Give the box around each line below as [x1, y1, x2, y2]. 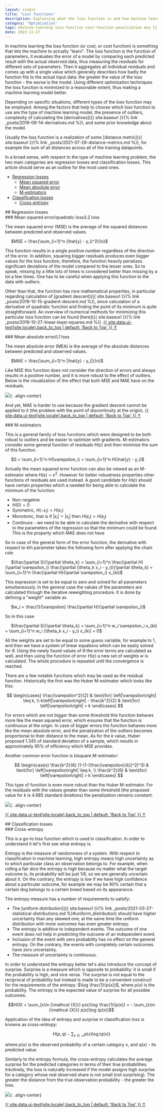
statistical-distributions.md [12, 911, 66, 916]
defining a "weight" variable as [5, 595, 67, 601]
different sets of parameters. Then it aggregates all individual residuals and [5, 64, 155, 70]
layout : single [5, 7, 36, 12]
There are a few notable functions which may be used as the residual [5, 673, 143, 679]
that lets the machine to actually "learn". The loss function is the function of [5, 48, 156, 54]
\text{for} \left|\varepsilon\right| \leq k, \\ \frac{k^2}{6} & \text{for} [16, 767, 147, 773]
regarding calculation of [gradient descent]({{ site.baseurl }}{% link [5, 293, 140, 299]
